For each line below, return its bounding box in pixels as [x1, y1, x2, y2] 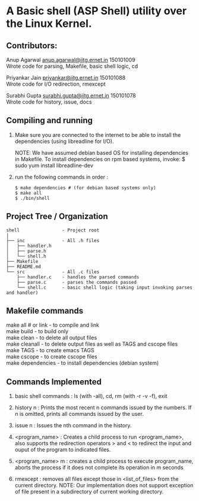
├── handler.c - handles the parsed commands [17, 274, 140, 280]
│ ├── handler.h [6, 243, 52, 249]
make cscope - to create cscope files [6, 353, 97, 361]
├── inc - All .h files [6, 237, 100, 243]
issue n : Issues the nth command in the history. [14, 422, 132, 429]
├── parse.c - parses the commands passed [17, 279, 137, 285]
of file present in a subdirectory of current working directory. [14, 488, 164, 495]
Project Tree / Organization [6, 211, 108, 221]
